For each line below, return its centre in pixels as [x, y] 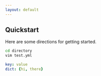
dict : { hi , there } [24, 69]
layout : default [22, 10]
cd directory [19, 51]
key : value [16, 65]
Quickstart [22, 30]
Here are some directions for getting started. [51, 42]
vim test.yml [19, 56]
